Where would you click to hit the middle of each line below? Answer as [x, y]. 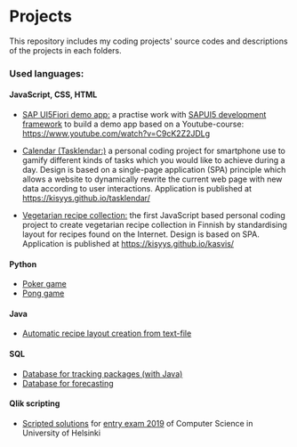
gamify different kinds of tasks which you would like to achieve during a [153, 160]
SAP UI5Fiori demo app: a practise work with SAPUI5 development [144, 115]
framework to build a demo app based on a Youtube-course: [133, 124]
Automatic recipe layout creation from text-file [107, 333]
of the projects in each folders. [65, 50]
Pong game [43, 293]
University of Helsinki [61, 433]
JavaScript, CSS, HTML [53, 94]
